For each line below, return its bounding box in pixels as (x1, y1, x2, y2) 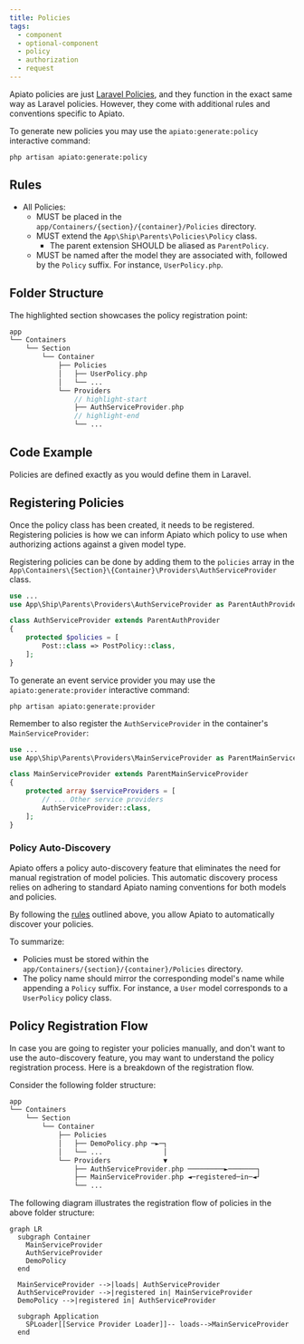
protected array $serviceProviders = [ (25, 786, 176, 796)
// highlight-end (73, 412, 140, 421)
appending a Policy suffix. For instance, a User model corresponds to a (22, 982, 288, 993)
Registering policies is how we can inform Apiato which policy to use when (9, 529, 288, 540)
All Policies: (22, 201, 66, 212)
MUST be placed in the (35, 210, 122, 222)
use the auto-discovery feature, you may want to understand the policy (9, 1052, 274, 1063)
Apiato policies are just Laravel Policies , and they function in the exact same (9, 88, 292, 100)
